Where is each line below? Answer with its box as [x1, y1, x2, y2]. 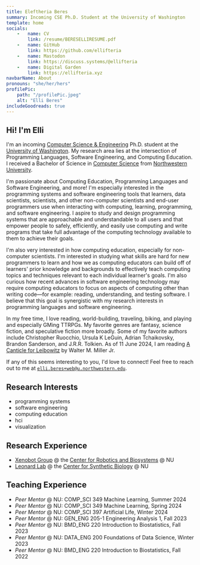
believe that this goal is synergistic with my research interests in [6, 297, 164, 304]
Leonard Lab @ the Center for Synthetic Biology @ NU [14, 462, 149, 470]
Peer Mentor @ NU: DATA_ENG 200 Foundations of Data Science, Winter [14, 533, 194, 541]
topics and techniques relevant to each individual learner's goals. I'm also [6, 272, 187, 279]
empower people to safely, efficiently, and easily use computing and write [6, 222, 188, 230]
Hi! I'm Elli [6, 125, 44, 135]
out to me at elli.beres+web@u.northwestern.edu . [6, 365, 127, 372]
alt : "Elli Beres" [17, 97, 63, 103]
